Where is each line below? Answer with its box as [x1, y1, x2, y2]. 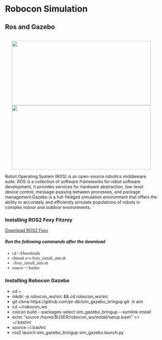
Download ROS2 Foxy [5, 227, 48, 233]
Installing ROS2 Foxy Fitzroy [5, 216, 73, 223]
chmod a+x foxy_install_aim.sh [12, 256, 66, 261]
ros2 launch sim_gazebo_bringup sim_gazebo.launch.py [12, 329, 124, 335]
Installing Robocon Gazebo [5, 277, 70, 284]
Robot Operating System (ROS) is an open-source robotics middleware [5, 174, 147, 179]
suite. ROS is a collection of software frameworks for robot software [5, 178, 141, 184]
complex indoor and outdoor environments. [5, 205, 91, 210]
